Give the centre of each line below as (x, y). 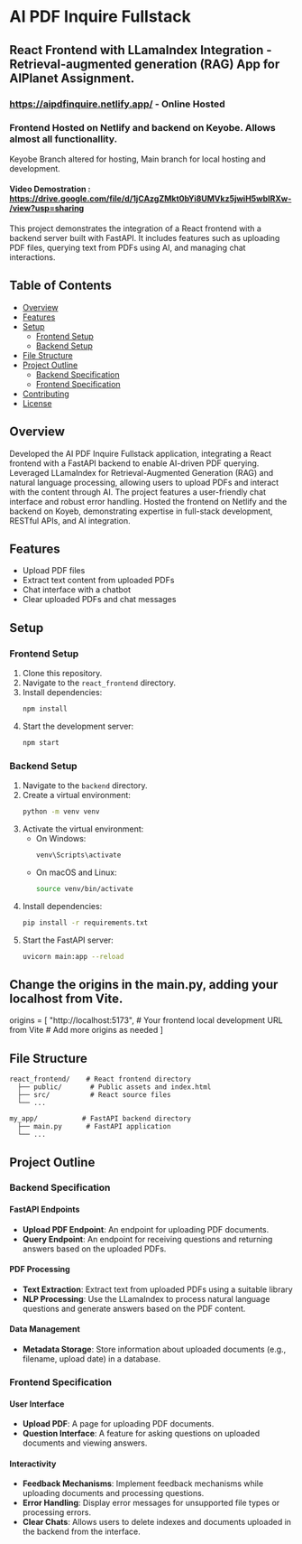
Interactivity (33, 1464)
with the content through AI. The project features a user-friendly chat (137, 492)
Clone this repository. (62, 674)
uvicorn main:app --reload (73, 956)
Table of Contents (61, 286)
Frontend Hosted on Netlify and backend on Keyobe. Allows (143, 128)
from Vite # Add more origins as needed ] (87, 1030)
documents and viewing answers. (85, 1443)
